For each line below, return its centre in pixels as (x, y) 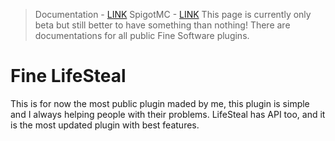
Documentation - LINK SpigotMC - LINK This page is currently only (173, 14)
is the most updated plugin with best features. (105, 125)
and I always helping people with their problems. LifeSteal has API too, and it (168, 114)
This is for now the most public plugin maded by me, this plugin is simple (160, 103)
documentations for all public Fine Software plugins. (142, 35)
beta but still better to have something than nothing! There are (162, 25)
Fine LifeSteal (68, 76)
